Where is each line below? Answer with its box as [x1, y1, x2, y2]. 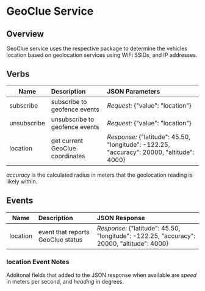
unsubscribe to [51, 115, 95, 123]
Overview [6, 29, 45, 39]
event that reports [38, 227, 90, 236]
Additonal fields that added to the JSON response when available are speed [6, 271, 197, 279]
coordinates [51, 152, 85, 160]
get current [51, 136, 84, 145]
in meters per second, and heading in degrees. [6, 278, 124, 285]
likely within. [6, 177, 38, 185]
